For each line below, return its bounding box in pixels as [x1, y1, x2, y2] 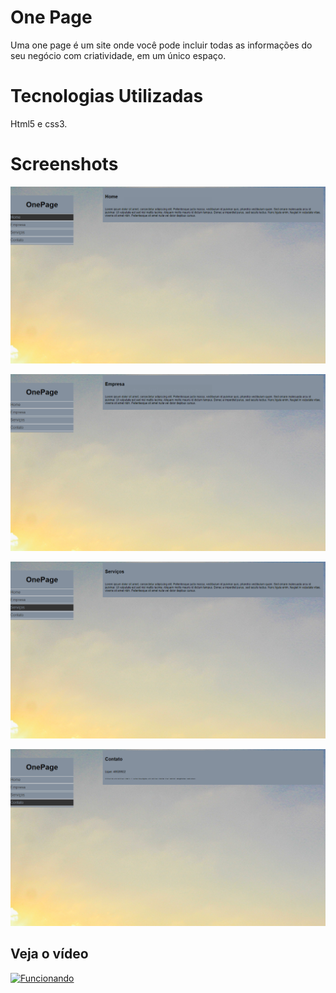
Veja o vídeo [10, 946, 89, 963]
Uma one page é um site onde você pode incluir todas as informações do [10, 39, 313, 51]
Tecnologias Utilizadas [10, 85, 204, 108]
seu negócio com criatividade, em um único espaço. [10, 49, 227, 61]
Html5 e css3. [10, 117, 68, 130]
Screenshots [10, 153, 119, 176]
